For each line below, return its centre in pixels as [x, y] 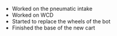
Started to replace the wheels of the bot [61, 21]
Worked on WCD [33, 15]
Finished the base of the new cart [53, 28]
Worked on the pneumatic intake [52, 9]
